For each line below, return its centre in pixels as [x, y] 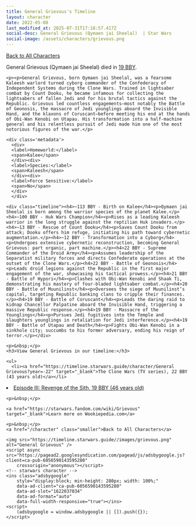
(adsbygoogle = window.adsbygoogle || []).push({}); [82, 512]
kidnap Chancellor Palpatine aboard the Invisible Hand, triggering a [94, 305]
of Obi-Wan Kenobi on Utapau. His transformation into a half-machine [94, 119]
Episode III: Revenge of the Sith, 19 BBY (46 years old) [79, 388]
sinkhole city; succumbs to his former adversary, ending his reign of [95, 330]
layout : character [28, 17]
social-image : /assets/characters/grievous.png [65, 39]
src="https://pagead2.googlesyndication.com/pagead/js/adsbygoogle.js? [95, 455]
